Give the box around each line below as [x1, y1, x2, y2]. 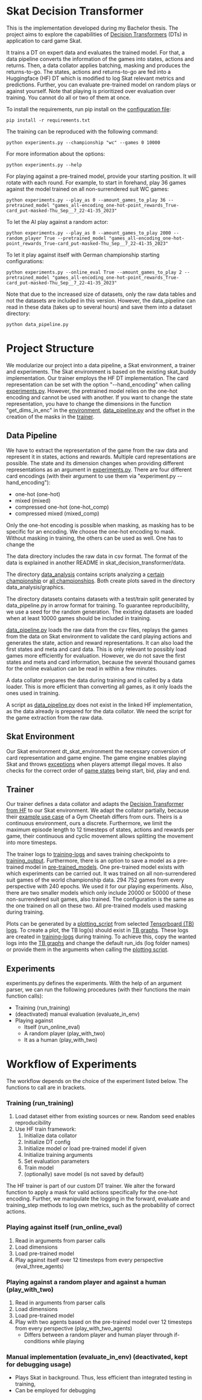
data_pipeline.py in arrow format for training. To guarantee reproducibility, [6, 601, 190, 609]
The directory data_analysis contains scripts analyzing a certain [6, 571, 165, 578]
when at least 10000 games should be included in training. [6, 614, 151, 621]
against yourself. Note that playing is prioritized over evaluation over [6, 87, 176, 94]
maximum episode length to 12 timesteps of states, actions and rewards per [6, 826, 194, 833]
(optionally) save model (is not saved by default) [24, 1171, 144, 1178]
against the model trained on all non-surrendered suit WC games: [6, 185, 169, 192]
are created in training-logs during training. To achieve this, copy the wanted [6, 933, 197, 940]
